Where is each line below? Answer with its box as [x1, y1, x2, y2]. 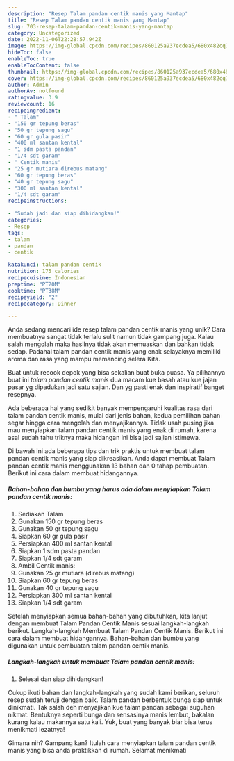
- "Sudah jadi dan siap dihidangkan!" [8, 210, 120, 218]
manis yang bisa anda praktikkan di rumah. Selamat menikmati [8, 746, 187, 755]
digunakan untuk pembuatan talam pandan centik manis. [8, 641, 170, 650]
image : [8, 42, 27, 49]
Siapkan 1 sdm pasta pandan [17, 547, 101, 555]
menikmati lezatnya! [8, 726, 65, 734]
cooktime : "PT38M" [8, 287, 61, 294]
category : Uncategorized [8, 29, 80, 37]
